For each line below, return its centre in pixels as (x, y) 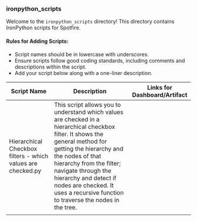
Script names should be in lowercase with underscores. (82, 54)
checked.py (25, 171)
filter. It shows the (79, 134)
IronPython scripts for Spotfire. (43, 28)
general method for (80, 141)
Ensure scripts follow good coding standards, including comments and (100, 60)
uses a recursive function (89, 192)
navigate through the (82, 171)
